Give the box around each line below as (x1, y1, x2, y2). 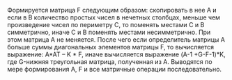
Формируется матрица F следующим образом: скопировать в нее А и (7, 6, 217, 14)
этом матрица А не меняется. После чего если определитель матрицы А (7, 35, 225, 44)
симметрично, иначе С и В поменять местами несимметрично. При (7, 28, 211, 36)
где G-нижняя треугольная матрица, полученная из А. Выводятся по (7, 58, 212, 65)
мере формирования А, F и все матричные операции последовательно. (7, 65, 222, 73)
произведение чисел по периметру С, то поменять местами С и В (7, 21, 205, 29)
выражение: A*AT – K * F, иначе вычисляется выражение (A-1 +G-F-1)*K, (7, 50, 226, 58)
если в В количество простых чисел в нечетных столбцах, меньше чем (7, 13, 221, 22)
